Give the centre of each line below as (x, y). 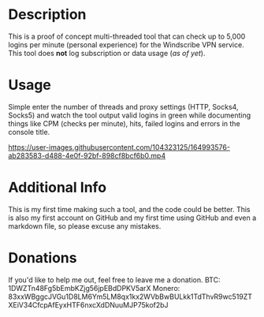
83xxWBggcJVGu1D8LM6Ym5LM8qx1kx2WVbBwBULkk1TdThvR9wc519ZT (130, 296)
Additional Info (58, 188)
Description (47, 15)
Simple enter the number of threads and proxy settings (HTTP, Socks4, (123, 106)
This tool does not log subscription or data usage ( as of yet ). (107, 53)
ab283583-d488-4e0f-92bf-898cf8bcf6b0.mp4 (87, 155)
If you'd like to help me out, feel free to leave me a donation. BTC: (114, 280)
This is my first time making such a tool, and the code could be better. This (129, 209)
